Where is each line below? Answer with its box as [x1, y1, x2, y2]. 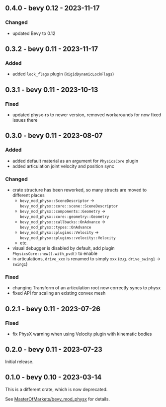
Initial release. [5, 359, 34, 365]
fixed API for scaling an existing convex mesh [12, 290, 106, 296]
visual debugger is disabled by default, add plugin [12, 245, 115, 251]
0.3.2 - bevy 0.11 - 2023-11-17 [5, 45, 98, 53]
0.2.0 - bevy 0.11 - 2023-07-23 [5, 345, 103, 354]
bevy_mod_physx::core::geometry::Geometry [19, 214, 109, 219]
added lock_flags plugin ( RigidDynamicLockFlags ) [12, 71, 114, 77]
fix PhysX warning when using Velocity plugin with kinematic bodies [12, 331, 152, 337]
